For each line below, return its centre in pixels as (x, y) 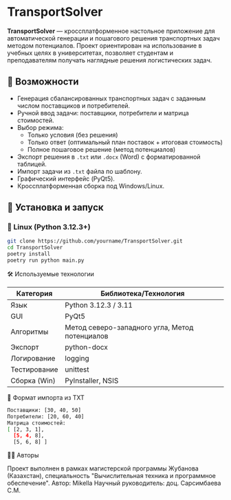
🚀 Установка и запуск (55, 208)
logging (77, 358)
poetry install (29, 254)
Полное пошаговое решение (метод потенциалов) (101, 149)
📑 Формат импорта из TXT (46, 397)
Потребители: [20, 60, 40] (46, 416)
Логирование (33, 358)
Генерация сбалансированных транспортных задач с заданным (111, 98)
